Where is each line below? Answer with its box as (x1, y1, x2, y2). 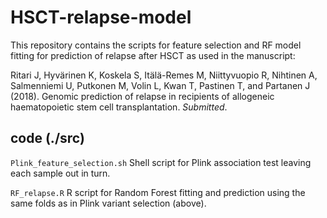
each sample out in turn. (10, 167, 111, 179)
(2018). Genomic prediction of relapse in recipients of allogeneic (10, 90, 275, 102)
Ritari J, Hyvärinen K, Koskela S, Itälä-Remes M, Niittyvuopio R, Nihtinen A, (10, 69, 318, 81)
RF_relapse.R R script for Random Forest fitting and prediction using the (10, 186, 306, 198)
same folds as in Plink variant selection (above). (10, 197, 207, 209)
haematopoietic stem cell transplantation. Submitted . (10, 101, 228, 113)
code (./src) (10, 130, 85, 147)
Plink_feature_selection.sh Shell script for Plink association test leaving (10, 156, 312, 168)
